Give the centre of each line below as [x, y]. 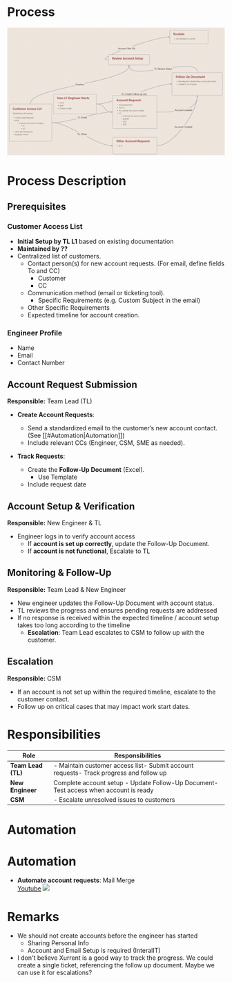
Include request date [57, 484]
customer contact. [43, 699]
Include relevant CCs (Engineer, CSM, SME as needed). [106, 443]
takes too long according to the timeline [74, 625]
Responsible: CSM [34, 678]
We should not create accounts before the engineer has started [107, 936]
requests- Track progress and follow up [110, 773]
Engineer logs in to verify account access [76, 536]
